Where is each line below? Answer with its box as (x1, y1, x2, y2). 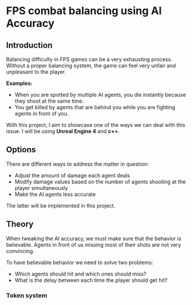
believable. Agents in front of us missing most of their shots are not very (6, 241, 181, 248)
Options (6, 145, 37, 155)
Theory (6, 219, 34, 229)
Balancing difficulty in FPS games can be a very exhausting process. (6, 56, 173, 63)
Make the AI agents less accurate (14, 191, 96, 198)
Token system (6, 291, 48, 299)
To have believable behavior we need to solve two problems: (6, 258, 153, 266)
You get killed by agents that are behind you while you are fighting (14, 104, 176, 110)
